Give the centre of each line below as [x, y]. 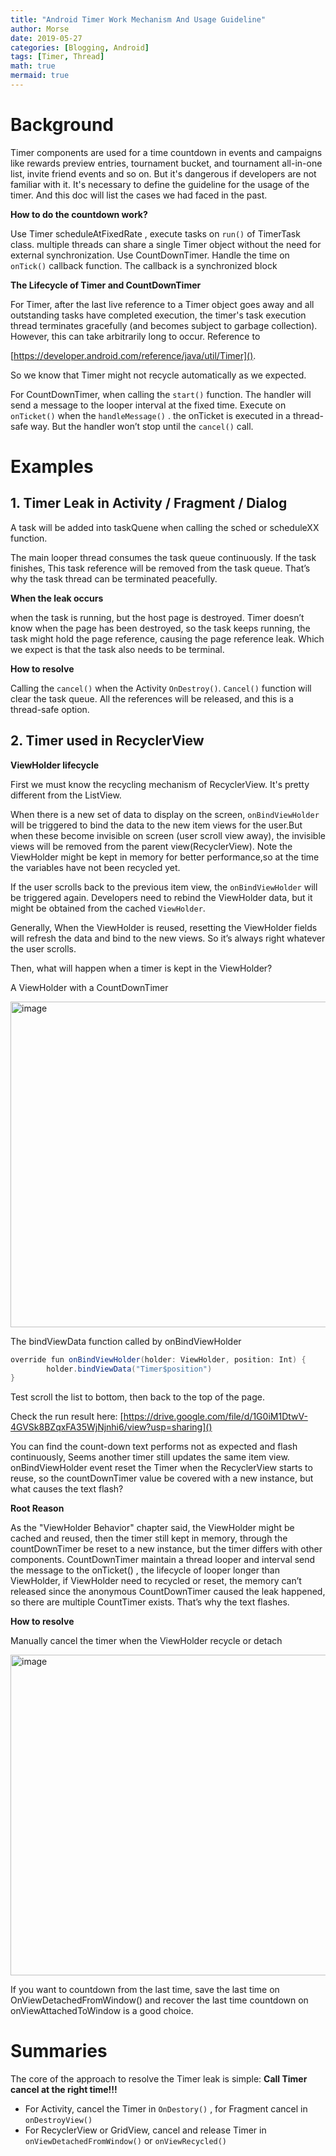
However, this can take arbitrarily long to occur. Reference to [135, 336]
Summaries [59, 2051]
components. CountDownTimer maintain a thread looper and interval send [163, 1560]
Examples [52, 467]
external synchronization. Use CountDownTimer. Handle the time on [150, 255]
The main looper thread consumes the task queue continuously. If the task [163, 557]
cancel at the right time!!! [64, 2090]
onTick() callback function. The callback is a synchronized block [144, 265]
